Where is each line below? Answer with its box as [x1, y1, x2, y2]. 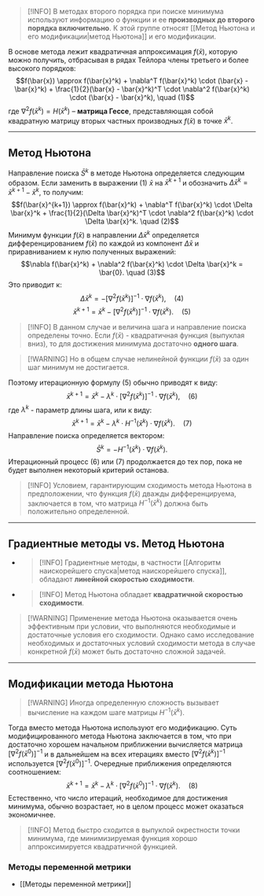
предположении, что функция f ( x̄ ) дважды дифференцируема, [27, 489, 237, 498]
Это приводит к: [8, 279, 63, 289]
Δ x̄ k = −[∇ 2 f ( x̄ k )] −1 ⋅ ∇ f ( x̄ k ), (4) [79, 292, 185, 303]
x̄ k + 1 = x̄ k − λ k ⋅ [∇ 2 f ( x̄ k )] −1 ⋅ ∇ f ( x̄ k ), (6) [66, 390, 198, 400]
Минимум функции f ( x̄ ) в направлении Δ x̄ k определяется [8, 229, 200, 239]
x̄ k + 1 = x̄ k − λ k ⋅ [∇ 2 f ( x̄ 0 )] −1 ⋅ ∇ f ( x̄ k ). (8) [66, 779, 198, 790]
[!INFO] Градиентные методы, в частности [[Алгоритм [38, 558, 222, 567]
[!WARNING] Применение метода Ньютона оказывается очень [27, 614, 238, 623]
